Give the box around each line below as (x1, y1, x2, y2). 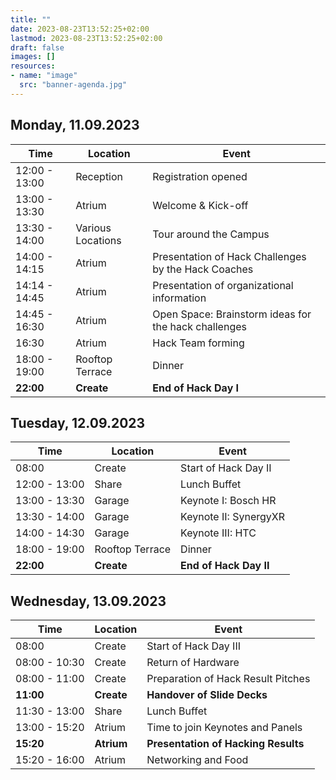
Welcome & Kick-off (152, 198, 249, 212)
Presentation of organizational (152, 278, 294, 292)
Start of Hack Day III (146, 639, 241, 653)
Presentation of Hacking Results (146, 737, 305, 751)
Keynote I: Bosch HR (180, 494, 277, 508)
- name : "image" (10, 71, 78, 81)
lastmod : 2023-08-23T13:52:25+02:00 (10, 33, 163, 43)
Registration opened (152, 169, 248, 183)
